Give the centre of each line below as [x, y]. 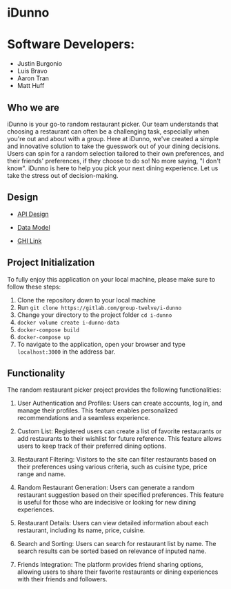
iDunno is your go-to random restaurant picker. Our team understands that [113, 124]
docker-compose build [48, 330]
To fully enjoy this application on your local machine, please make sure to [111, 279]
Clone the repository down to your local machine [87, 300]
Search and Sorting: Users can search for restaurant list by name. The [117, 544]
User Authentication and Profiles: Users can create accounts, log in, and [120, 404]
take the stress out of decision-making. [63, 175]
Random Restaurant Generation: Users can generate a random [106, 488]
